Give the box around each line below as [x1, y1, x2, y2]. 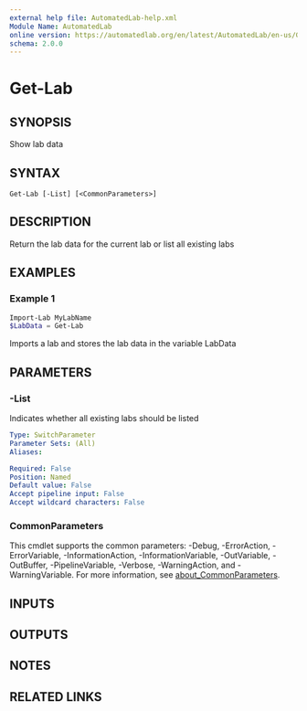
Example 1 [9, 292, 56, 305]
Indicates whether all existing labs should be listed [9, 413, 199, 423]
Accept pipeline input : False [9, 490, 125, 499]
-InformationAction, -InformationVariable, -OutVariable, [63, 550, 271, 561]
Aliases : [9, 447, 43, 457]
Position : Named [9, 472, 71, 482]
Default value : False [9, 481, 92, 490]
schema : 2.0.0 [9, 38, 64, 48]
